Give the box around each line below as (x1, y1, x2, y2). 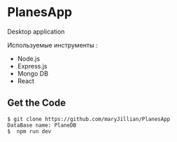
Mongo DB (17, 69, 49, 78)
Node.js (17, 54, 41, 63)
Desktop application (7, 27, 65, 36)
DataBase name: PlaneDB (7, 122, 77, 129)
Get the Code (7, 97, 66, 109)
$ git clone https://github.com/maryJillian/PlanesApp (7, 115, 171, 122)
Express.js (17, 62, 48, 70)
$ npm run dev (7, 127, 52, 135)
